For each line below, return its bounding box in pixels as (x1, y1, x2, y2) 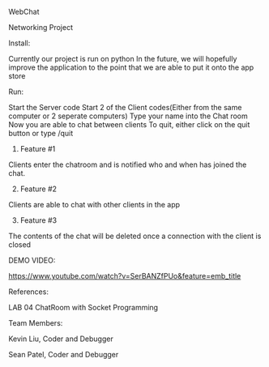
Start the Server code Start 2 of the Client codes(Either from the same (8, 103, 242, 112)
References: (8, 287, 49, 297)
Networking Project (8, 23, 73, 32)
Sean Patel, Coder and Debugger (8, 350, 119, 359)
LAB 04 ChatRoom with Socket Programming (8, 303, 159, 312)
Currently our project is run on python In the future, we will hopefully (8, 54, 237, 63)
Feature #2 (19, 184, 58, 194)
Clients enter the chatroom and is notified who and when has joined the (8, 160, 247, 169)
